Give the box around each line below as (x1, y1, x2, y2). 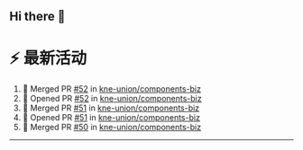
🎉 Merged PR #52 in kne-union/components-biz (22, 84, 201, 94)
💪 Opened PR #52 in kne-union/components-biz (22, 93, 202, 104)
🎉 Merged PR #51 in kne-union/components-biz (22, 102, 200, 113)
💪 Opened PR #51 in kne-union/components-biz (22, 112, 201, 123)
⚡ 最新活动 (9, 48, 87, 68)
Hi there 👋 (9, 9, 66, 24)
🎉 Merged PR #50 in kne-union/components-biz (22, 122, 201, 133)
